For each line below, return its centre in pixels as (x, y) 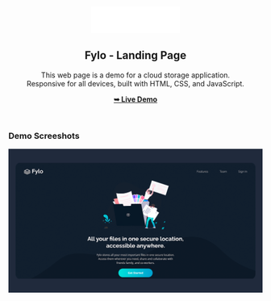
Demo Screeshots (44, 136)
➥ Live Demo (135, 99)
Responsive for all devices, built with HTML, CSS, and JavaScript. (135, 83)
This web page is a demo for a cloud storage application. (135, 75)
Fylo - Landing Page (135, 55)
